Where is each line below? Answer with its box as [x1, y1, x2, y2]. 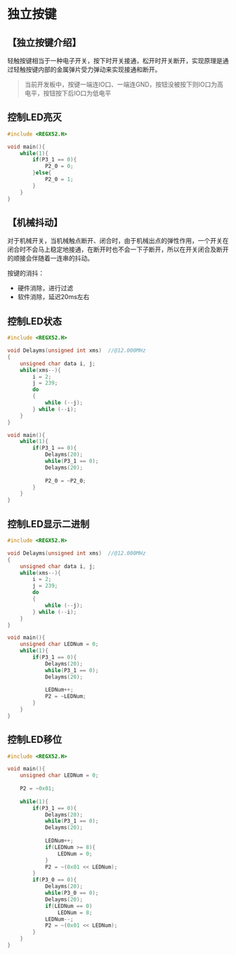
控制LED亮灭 [7, 112, 62, 124]
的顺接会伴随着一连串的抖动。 [7, 254, 93, 263]
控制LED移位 [7, 734, 62, 746]
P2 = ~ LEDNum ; [44, 693, 86, 700]
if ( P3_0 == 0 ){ [32, 876, 77, 883]
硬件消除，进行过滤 [17, 284, 74, 292]
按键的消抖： [7, 269, 44, 277]
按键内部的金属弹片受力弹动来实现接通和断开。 [25, 65, 162, 74]
